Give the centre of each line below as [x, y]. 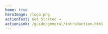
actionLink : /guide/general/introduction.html [54, 24]
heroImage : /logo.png [28, 14]
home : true [16, 10]
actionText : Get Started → [33, 19]
